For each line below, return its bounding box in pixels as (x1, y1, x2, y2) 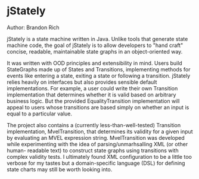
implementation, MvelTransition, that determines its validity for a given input (7, 128, 193, 135)
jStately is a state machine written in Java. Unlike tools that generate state (7, 35, 188, 42)
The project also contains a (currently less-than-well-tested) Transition (7, 121, 181, 128)
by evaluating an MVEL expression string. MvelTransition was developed (7, 134, 185, 141)
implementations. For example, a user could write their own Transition (7, 84, 178, 92)
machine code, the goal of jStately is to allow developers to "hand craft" (7, 42, 184, 49)
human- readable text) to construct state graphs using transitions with (7, 147, 179, 154)
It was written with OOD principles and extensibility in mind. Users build (7, 59, 182, 67)
